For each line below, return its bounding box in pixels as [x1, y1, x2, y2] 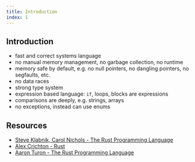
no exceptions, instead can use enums [14, 103, 110, 111]
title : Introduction [6, 8, 58, 15]
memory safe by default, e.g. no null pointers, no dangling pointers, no [14, 65, 189, 72]
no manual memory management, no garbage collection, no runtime [14, 59, 184, 66]
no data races [14, 78, 49, 85]
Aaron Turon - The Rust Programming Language [14, 149, 134, 156]
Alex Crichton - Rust [14, 143, 65, 150]
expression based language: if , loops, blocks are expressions [14, 90, 169, 97]
